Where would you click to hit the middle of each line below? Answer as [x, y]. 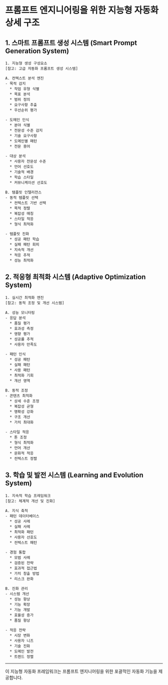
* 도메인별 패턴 [23, 141]
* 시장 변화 [20, 635]
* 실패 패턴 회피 [24, 244]
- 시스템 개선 [17, 594]
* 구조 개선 [20, 417]
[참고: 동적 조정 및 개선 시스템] [35, 303]
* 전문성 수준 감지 [26, 130]
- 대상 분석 [15, 156]
